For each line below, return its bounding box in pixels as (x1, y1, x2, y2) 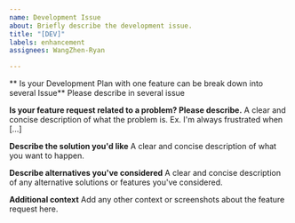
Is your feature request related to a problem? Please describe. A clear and (9, 105, 286, 115)
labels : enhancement (9, 37, 86, 47)
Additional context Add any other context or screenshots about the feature (9, 195, 285, 205)
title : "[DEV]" (9, 29, 66, 38)
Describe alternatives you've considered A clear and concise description (9, 168, 282, 179)
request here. (9, 203, 59, 214)
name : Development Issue (9, 12, 101, 22)
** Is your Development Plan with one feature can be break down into (9, 78, 264, 89)
